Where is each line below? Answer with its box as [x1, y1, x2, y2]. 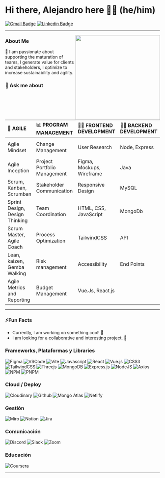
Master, [7, 231, 26, 238]
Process [36, 231, 55, 238]
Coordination [36, 211, 66, 218]
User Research [78, 144, 112, 151]
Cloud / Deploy [5, 381, 42, 388]
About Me [5, 37, 29, 44]
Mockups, [78, 164, 101, 171]
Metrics [7, 284, 26, 291]
